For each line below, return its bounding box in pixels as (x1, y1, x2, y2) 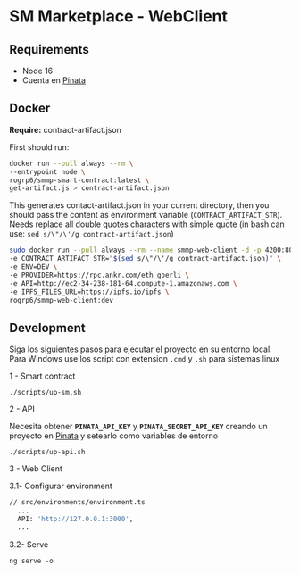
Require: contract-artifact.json (9, 124, 122, 135)
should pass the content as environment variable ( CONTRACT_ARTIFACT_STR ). (9, 210, 283, 220)
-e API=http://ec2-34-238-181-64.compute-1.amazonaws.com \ (9, 279, 238, 287)
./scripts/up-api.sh (9, 448, 87, 457)
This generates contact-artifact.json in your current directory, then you (9, 200, 270, 211)
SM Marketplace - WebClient (9, 6, 229, 27)
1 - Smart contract (9, 370, 76, 381)
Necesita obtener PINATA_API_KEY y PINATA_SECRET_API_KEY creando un (9, 421, 268, 432)
